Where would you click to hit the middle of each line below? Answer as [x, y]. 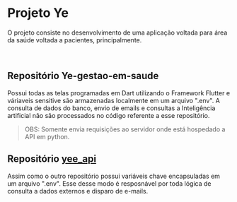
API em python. [47, 136]
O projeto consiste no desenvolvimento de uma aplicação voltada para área [117, 32]
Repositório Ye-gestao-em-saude [83, 76]
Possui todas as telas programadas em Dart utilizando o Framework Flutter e [119, 93]
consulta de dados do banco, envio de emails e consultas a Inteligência [111, 108]
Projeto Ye [38, 13]
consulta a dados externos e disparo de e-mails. [78, 191]
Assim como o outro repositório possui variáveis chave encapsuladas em [114, 176]
